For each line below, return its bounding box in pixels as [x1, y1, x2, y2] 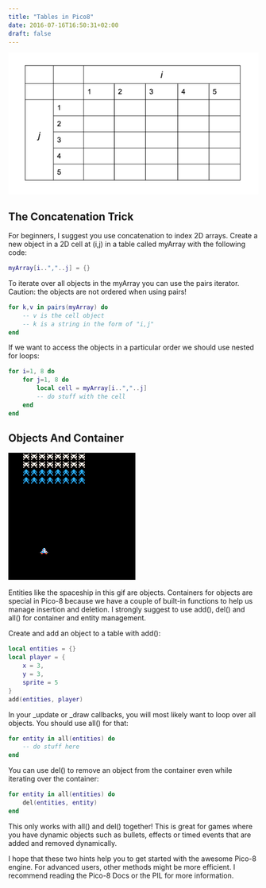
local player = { [8, 654, 66, 662]
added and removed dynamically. [8, 838, 118, 847]
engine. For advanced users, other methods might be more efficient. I [8, 862, 236, 871]
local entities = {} [8, 645, 77, 653]
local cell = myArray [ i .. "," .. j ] [37, 384, 148, 392]
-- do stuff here [22, 743, 80, 751]
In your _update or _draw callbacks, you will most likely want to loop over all [8, 709, 256, 719]
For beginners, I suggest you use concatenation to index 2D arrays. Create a [8, 231, 258, 240]
